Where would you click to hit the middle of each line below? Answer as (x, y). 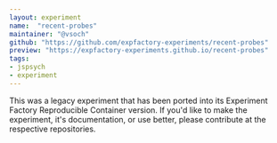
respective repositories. (53, 129)
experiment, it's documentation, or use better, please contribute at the (138, 119)
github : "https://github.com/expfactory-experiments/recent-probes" (139, 42)
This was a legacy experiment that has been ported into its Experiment (139, 100)
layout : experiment (45, 17)
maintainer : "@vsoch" (49, 34)
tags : (19, 59)
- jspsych (28, 68)
